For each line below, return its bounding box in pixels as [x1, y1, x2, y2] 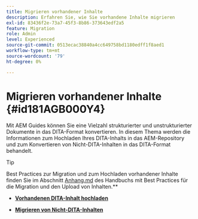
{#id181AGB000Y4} [6, 102, 106, 116]
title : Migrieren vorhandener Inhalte [6, 8, 103, 15]
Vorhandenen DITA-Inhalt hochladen [14, 195, 109, 202]
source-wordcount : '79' [6, 53, 66, 59]
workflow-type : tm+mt [6, 48, 60, 54]
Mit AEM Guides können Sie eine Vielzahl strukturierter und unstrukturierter [6, 122, 193, 129]
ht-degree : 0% [6, 58, 42, 64]
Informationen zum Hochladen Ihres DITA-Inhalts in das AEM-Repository [6, 135, 185, 142]
